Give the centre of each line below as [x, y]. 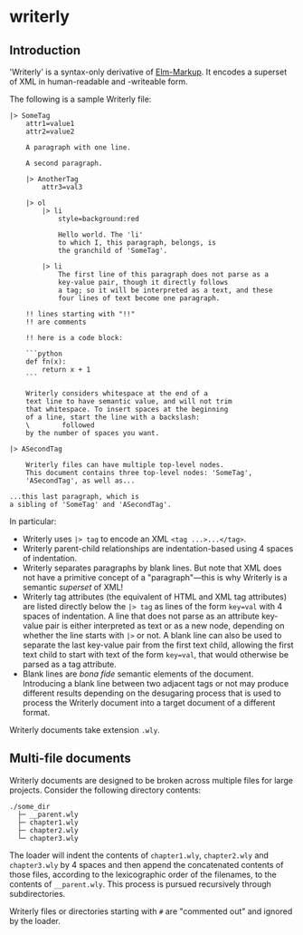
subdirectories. [38, 893]
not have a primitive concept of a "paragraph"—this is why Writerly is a [155, 577]
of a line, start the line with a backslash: [113, 417]
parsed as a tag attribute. [70, 664]
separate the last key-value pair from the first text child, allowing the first [158, 645]
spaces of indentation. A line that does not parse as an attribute [141, 616]
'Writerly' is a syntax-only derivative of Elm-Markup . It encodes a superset [148, 72]
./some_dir [30, 806]
